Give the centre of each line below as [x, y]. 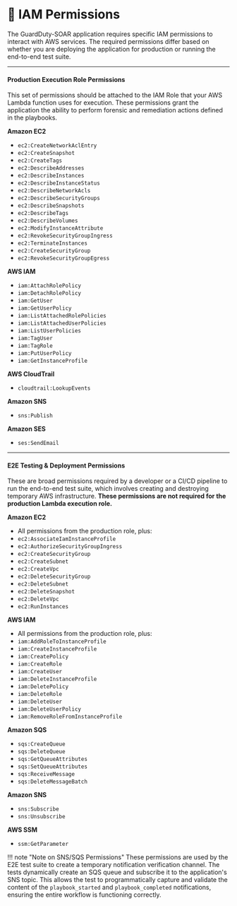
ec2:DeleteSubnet [43, 584]
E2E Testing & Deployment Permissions [66, 465]
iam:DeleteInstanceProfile [57, 679]
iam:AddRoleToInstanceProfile [62, 642]
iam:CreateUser [40, 672]
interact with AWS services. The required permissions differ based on [108, 41]
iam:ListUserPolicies [49, 331]
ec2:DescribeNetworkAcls [54, 191]
